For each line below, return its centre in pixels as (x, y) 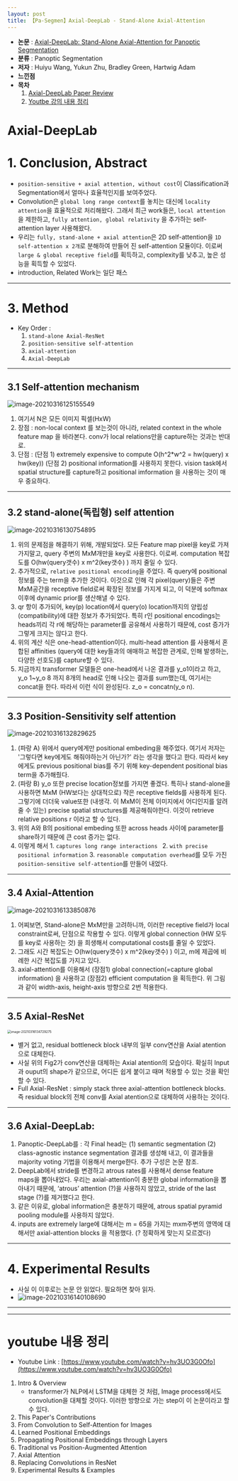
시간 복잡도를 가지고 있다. (66, 960)
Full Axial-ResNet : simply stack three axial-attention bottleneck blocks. (121, 1088)
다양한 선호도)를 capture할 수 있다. (66, 660)
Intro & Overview (42, 1383)
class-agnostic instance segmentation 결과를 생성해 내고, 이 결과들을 (115, 1153)
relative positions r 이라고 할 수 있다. (69, 819)
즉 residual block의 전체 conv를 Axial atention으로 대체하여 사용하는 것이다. (123, 1096)
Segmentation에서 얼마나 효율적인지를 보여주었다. (87, 192)
